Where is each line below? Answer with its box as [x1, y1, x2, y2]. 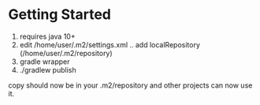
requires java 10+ [19, 32, 76, 41]
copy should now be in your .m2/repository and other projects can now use [8, 81, 253, 90]
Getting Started [8, 6, 112, 24]
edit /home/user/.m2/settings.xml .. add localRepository [19, 39, 201, 49]
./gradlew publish [19, 65, 76, 74]
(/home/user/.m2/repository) [19, 48, 113, 58]
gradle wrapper [19, 57, 70, 66]
